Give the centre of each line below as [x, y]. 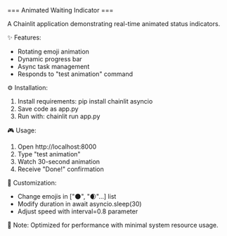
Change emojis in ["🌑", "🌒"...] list [67, 196]
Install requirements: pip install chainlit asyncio [85, 101]
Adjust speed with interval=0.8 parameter [78, 211]
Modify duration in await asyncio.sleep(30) [79, 204]
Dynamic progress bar [50, 59]
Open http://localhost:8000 [57, 147]
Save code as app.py [48, 109]
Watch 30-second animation [59, 162]
